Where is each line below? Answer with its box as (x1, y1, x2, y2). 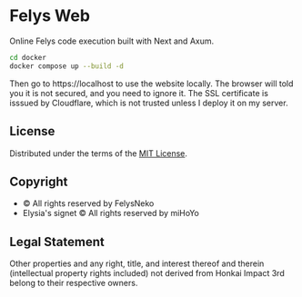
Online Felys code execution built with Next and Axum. (9, 35, 215, 46)
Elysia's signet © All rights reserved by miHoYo (22, 208, 200, 219)
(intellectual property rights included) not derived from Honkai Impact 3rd (9, 268, 285, 279)
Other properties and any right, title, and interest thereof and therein (9, 258, 265, 269)
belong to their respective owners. (9, 278, 138, 289)
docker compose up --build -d (9, 61, 125, 71)
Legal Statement (9, 233, 105, 250)
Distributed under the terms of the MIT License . (9, 147, 188, 159)
